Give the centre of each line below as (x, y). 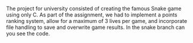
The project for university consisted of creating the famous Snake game (94, 9)
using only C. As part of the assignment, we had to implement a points (92, 15)
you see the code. (28, 34)
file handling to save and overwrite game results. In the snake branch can (96, 27)
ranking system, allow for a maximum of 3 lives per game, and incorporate (97, 21)
